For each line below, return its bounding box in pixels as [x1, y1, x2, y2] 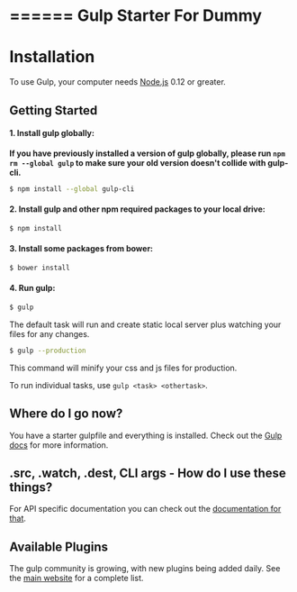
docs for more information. [9, 439, 109, 451]
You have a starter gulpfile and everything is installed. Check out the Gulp [9, 430, 283, 441]
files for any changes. [9, 328, 90, 339]
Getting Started [9, 103, 98, 118]
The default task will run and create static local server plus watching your [9, 319, 282, 330]
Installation [9, 47, 95, 68]
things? [9, 479, 53, 495]
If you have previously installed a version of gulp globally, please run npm [9, 148, 286, 159]
